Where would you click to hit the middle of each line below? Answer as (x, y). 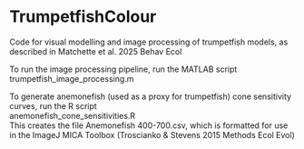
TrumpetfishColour (83, 17)
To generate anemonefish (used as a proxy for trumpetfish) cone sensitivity (151, 96)
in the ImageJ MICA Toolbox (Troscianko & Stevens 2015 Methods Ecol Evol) (152, 134)
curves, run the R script (53, 105)
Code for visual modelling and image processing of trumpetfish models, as (149, 42)
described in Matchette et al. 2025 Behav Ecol (96, 51)
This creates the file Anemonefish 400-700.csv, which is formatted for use (149, 125)
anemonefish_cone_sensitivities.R (73, 115)
